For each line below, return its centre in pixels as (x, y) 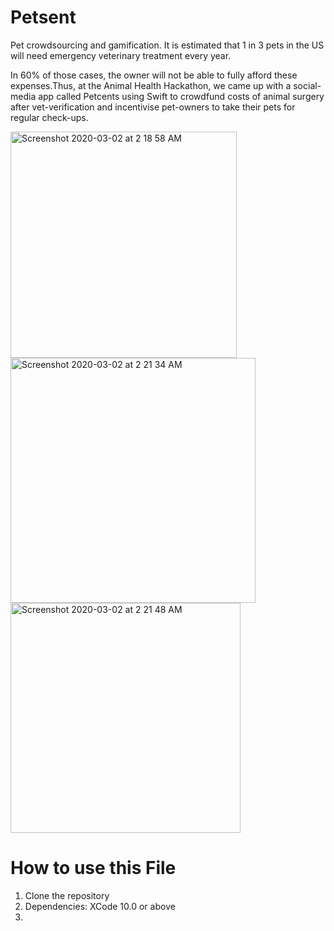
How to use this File (93, 868)
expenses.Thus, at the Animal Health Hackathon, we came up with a (151, 85)
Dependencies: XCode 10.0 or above (100, 906)
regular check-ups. (49, 117)
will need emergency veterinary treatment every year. (121, 55)
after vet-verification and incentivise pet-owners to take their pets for (153, 107)
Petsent (43, 17)
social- (307, 85)
